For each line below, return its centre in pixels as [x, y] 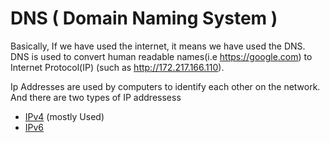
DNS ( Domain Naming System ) [144, 18]
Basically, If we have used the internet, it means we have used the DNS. [158, 46]
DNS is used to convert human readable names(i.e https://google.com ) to [161, 56]
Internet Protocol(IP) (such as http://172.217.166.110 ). [117, 67]
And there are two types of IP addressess [96, 97]
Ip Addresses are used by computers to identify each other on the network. [165, 86]
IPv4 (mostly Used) [64, 116]
